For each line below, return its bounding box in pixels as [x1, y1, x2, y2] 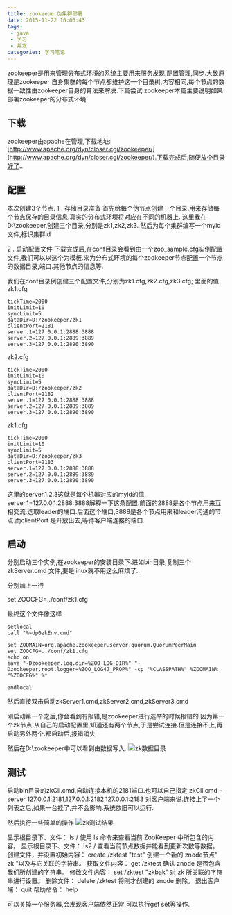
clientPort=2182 [7, 390, 54, 397]
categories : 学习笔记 [7, 49, 66, 56]
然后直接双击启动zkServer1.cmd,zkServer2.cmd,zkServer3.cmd [7, 698, 189, 706]
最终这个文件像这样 [7, 609, 62, 618]
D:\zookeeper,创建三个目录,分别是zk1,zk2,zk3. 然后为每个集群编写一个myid [7, 221, 222, 229]
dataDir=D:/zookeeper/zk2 [7, 384, 82, 391]
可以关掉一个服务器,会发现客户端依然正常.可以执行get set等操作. [7, 900, 190, 909]
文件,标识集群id [7, 230, 51, 238]
